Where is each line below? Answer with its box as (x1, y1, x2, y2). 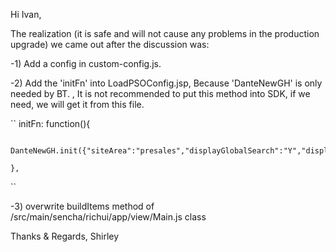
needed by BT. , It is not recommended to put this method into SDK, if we (10, 88, 311, 99)
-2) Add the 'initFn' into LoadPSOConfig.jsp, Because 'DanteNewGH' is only (10, 77, 323, 89)
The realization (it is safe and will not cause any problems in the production (10, 28, 320, 39)
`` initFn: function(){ (10, 118, 91, 129)
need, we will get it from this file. (10, 99, 145, 110)
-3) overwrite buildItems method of (10, 200, 155, 212)
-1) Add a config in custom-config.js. (10, 58, 162, 69)
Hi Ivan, (10, 9, 42, 20)
